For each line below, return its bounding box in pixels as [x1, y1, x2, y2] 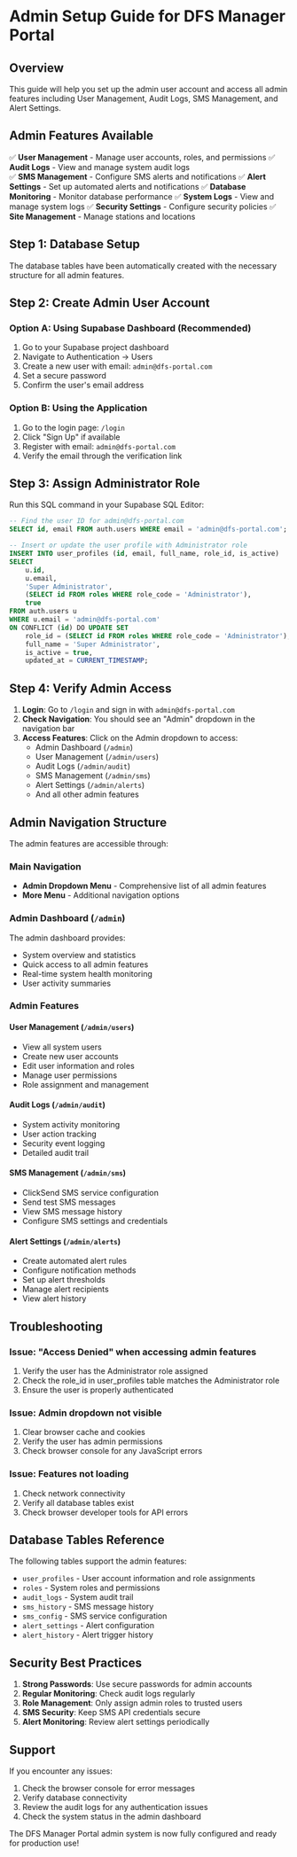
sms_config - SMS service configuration [21, 1611, 168, 1621]
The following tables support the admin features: [9, 1556, 187, 1566]
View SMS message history [21, 1206, 122, 1217]
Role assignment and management [21, 1079, 149, 1089]
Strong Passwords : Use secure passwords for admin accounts [21, 1679, 253, 1689]
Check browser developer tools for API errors [21, 1507, 189, 1518]
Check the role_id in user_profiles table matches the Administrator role [21, 1375, 280, 1385]
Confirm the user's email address [21, 379, 145, 391]
